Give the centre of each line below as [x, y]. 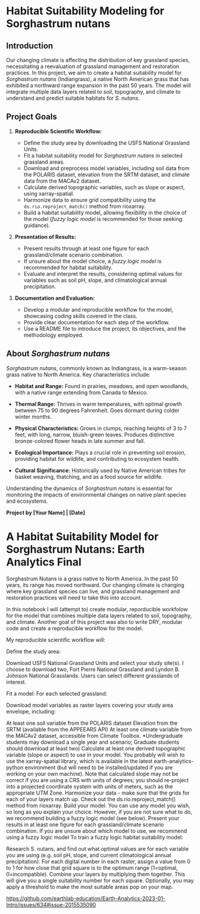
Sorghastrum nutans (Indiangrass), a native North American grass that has [98, 79]
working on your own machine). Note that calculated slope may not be [92, 774]
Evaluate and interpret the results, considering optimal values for [103, 273]
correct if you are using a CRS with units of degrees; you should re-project [98, 780]
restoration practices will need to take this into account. [74, 598]
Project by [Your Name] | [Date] [46, 512]
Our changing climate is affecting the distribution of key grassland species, [98, 60]
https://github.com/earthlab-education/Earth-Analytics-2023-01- [86, 898]
